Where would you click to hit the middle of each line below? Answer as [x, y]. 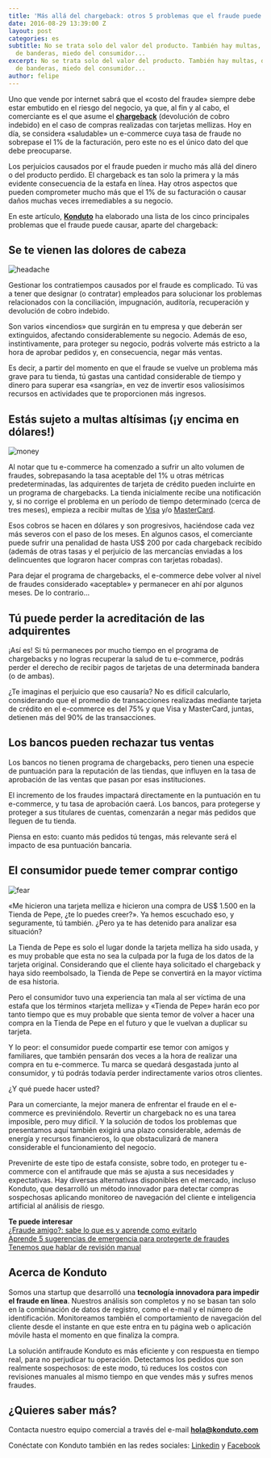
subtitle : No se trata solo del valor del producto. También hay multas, [135, 46]
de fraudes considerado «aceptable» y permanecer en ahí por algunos [126, 584]
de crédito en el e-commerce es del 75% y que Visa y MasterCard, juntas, [131, 709]
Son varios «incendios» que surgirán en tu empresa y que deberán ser [125, 327]
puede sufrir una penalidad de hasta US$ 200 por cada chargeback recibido [135, 543]
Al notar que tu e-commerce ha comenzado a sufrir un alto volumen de [127, 467]
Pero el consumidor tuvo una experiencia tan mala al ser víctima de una [127, 997]
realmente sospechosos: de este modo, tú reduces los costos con [118, 1367]
